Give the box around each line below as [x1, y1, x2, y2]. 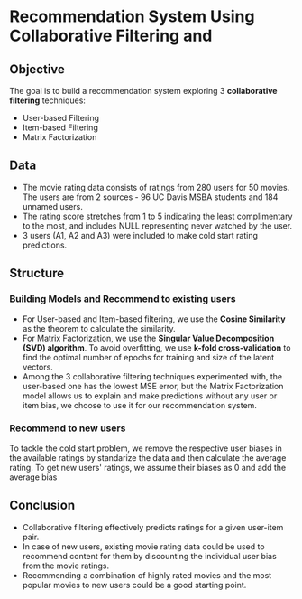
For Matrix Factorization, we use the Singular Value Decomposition [22, 332, 275, 343]
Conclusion [9, 498, 76, 513]
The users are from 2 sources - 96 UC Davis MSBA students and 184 [22, 192, 279, 202]
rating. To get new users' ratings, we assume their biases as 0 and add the [9, 462, 287, 473]
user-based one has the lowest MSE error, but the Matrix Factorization [22, 380, 284, 391]
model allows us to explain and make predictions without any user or [22, 390, 278, 401]
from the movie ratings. [22, 560, 110, 571]
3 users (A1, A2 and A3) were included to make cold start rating [22, 229, 259, 240]
